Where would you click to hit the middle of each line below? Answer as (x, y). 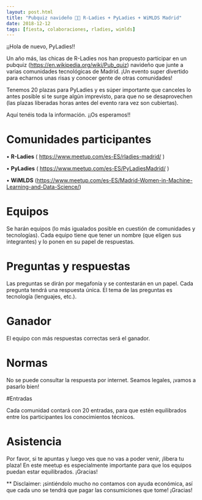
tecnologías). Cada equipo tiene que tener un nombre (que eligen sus (94, 235)
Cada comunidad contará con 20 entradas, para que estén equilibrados (96, 410)
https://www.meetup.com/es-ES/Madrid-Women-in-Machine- (114, 180)
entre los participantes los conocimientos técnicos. (71, 417)
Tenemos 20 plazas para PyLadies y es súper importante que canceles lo (99, 90)
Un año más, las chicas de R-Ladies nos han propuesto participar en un (97, 58)
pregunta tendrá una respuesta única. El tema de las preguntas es (89, 290)
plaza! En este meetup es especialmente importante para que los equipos (99, 465)
